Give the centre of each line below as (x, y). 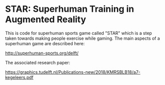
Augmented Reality (46, 19)
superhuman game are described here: (45, 43)
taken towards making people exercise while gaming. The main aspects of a (82, 38)
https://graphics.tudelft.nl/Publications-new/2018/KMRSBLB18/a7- (73, 72)
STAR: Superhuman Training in (70, 9)
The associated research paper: (38, 62)
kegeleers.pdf (19, 77)
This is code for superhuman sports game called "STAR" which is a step (79, 33)
